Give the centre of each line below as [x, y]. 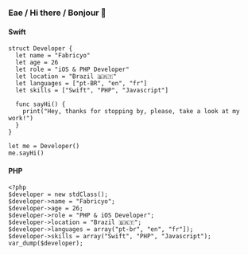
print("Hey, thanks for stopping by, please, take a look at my [131, 112]
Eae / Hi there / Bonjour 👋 [57, 13]
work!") [21, 119]
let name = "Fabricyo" [53, 56]
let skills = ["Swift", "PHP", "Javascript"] [92, 91]
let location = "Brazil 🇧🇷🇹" [66, 76]
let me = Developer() [44, 147]
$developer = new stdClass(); [58, 194]
